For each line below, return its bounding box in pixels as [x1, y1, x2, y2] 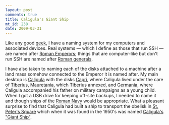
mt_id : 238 [5, 21, 28, 27]
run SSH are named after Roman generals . [5, 56, 93, 62]
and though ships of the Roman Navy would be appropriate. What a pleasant [5, 98, 164, 104]
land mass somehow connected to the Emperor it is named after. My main [5, 71, 158, 77]
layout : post [5, 7, 33, 13]
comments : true [5, 12, 37, 17]
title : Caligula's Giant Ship [5, 17, 69, 22]
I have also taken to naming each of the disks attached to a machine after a [5, 66, 161, 72]
